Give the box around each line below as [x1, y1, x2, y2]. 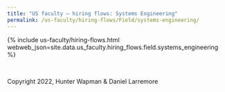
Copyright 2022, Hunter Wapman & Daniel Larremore [7, 77, 159, 85]
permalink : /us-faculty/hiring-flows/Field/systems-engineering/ [7, 17, 199, 24]
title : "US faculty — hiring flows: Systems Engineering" [7, 10, 178, 17]
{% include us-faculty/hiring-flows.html [7, 35, 120, 44]
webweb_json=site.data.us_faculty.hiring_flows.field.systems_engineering [7, 43, 219, 51]
